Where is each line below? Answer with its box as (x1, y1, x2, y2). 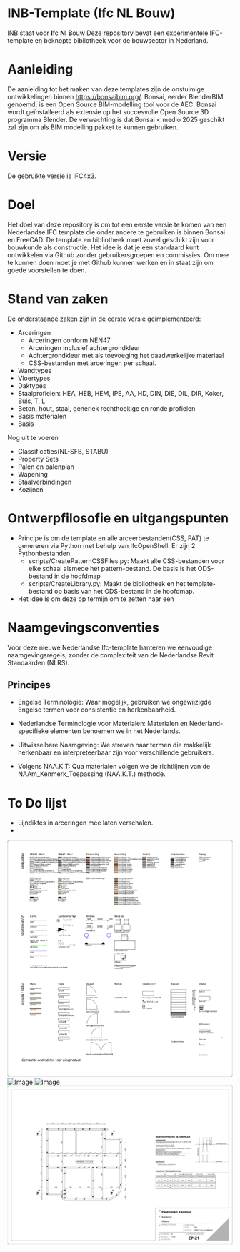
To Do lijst (7, 795, 68, 811)
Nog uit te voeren (7, 433, 59, 442)
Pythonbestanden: (17, 549, 73, 557)
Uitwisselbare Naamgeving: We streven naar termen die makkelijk (17, 741, 211, 750)
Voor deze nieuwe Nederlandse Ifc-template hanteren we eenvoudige (7, 643, 213, 652)
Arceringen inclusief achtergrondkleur (28, 343, 141, 352)
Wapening (17, 470, 48, 478)
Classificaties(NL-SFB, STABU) (17, 447, 109, 455)
